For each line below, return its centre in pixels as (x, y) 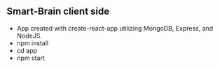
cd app (27, 50)
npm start (30, 58)
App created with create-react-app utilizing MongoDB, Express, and (115, 28)
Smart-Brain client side (58, 11)
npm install (33, 43)
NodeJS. (29, 36)
